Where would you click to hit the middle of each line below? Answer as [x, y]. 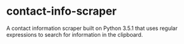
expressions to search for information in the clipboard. [75, 34]
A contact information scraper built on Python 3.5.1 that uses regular [92, 28]
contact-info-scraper [62, 11]
